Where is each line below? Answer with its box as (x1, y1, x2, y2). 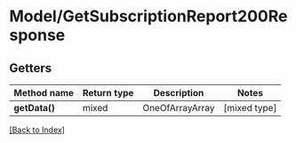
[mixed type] (223, 102, 277, 114)
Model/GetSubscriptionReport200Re (9, 6, 288, 27)
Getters (9, 60, 52, 75)
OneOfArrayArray (141, 102, 215, 114)
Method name (13, 87, 74, 99)
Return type (82, 87, 134, 99)
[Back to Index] (9, 124, 65, 135)
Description (153, 87, 204, 99)
